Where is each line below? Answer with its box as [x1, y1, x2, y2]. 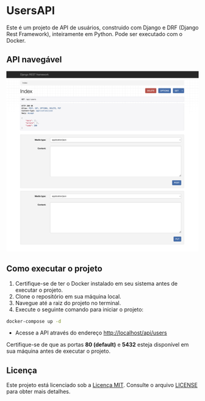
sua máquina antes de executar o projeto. [6, 347, 111, 355]
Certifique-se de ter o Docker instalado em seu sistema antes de [15, 280, 178, 287]
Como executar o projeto [6, 264, 103, 274]
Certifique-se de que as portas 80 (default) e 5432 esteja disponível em [6, 341, 189, 349]
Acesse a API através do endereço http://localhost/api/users [15, 329, 168, 336]
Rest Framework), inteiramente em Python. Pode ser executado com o [6, 30, 183, 37]
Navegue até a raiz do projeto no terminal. [15, 299, 121, 306]
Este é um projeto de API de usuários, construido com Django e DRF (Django [6, 24, 200, 31]
